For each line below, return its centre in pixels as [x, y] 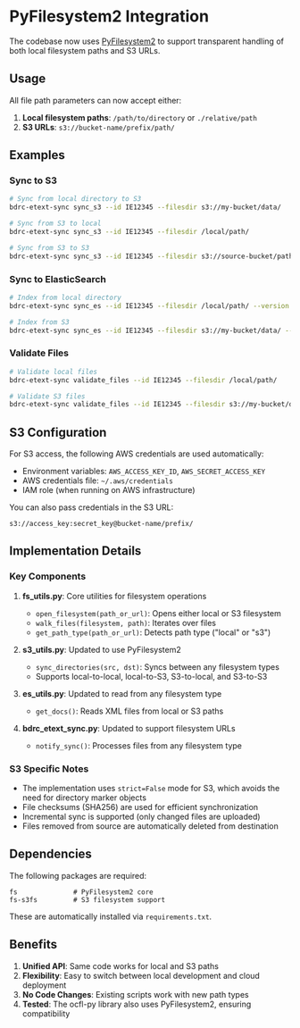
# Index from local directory [66, 297]
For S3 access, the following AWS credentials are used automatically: [137, 454]
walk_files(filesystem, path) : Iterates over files [126, 623]
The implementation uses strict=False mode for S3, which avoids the [151, 789]
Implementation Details [75, 551]
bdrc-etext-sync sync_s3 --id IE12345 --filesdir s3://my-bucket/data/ [145, 207]
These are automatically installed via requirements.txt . [111, 916]
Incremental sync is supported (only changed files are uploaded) [141, 817]
